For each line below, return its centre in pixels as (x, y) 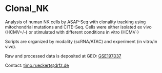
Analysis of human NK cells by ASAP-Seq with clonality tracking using (76, 22)
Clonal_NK (27, 8)
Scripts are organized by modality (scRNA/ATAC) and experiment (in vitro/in (81, 41)
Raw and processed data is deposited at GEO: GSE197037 (63, 56)
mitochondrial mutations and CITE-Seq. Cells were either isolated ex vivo (79, 27)
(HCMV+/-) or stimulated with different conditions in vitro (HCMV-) (72, 32)
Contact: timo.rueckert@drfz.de (37, 65)
